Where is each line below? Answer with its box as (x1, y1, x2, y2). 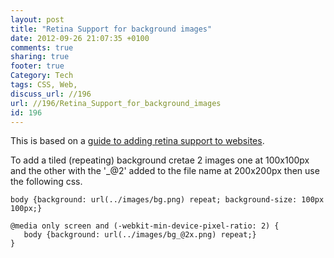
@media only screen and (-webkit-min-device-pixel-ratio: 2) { (10, 221, 280, 231)
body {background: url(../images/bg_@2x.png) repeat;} (23, 230, 257, 240)
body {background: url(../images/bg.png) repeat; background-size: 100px (10, 195, 325, 205)
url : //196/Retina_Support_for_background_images (10, 98, 222, 108)
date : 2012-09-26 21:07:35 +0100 (10, 33, 150, 43)
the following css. (10, 176, 83, 188)
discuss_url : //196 (10, 89, 92, 99)
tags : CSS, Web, (10, 80, 78, 90)
